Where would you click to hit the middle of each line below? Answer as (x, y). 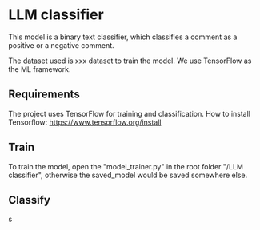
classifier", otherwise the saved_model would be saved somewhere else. (128, 175)
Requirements (44, 95)
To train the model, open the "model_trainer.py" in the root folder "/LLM (126, 166)
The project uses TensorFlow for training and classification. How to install (129, 113)
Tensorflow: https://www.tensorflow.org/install (85, 122)
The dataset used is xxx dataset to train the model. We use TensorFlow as (130, 61)
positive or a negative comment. (61, 45)
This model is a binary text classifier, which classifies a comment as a (123, 37)
